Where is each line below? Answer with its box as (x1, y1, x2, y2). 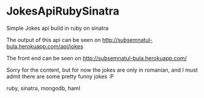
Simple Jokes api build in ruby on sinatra (6, 24, 109, 32)
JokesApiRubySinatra (6, 4, 119, 18)
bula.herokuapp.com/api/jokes (6, 43, 84, 50)
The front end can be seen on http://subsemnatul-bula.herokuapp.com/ (6, 54, 187, 61)
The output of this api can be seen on (6, 36, 101, 43)
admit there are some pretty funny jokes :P (6, 72, 115, 80)
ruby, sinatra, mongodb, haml (6, 84, 81, 92)
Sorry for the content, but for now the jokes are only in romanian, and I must (6, 66, 198, 74)
